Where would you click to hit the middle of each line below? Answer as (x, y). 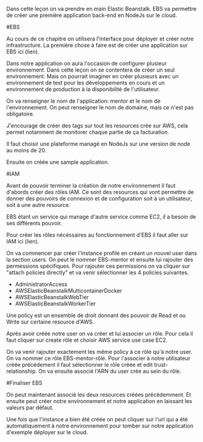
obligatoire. (20, 114)
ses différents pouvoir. (34, 223)
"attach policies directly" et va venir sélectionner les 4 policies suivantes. (98, 272)
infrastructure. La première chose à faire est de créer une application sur (97, 45)
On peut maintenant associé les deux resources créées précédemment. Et (99, 395)
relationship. (22, 371)
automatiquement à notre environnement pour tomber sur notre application (100, 426)
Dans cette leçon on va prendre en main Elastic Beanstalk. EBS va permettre (101, 9)
